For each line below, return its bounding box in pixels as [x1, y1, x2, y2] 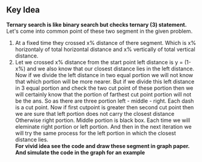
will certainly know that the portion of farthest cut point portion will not [15, 90, 192, 98]
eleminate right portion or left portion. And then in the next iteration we [15, 123, 192, 130]
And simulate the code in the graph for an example [15, 149, 146, 156]
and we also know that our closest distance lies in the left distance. [27, 65, 195, 72]
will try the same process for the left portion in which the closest [15, 129, 177, 137]
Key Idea [6, 5, 41, 15]
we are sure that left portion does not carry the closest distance [15, 110, 175, 117]
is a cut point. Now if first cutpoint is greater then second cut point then [15, 103, 194, 111]
